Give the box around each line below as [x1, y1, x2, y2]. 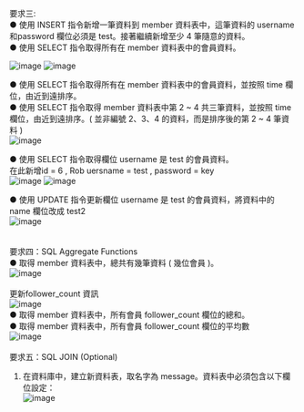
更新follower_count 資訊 [9, 288, 99, 299]
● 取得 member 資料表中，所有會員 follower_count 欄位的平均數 [9, 321, 250, 331]
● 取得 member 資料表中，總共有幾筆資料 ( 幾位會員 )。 [9, 258, 219, 268]
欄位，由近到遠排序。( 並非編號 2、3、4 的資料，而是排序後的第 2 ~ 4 [9, 113, 271, 124]
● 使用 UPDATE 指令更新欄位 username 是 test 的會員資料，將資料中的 [9, 194, 275, 205]
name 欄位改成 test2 [9, 206, 86, 216]
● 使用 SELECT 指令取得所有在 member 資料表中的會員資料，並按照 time [9, 79, 284, 89]
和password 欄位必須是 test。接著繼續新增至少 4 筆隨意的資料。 [9, 31, 250, 41]
